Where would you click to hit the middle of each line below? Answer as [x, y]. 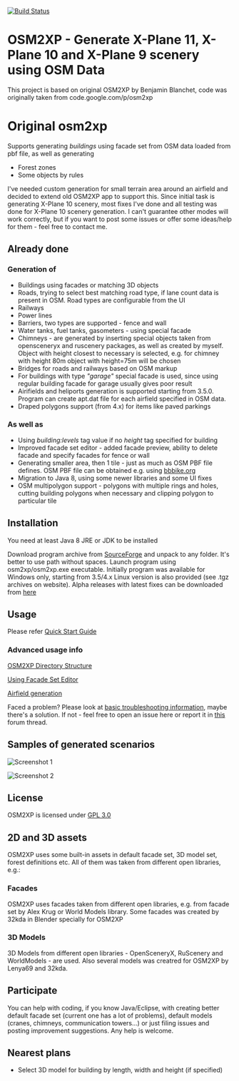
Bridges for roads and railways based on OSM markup [97, 368]
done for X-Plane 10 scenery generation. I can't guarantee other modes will [118, 211]
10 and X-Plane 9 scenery [122, 55]
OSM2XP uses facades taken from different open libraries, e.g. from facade [118, 904]
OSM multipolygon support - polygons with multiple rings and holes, [118, 486]
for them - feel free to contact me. [57, 226]
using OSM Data [56, 70]
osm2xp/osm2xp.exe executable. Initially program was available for [106, 569]
